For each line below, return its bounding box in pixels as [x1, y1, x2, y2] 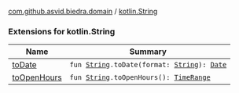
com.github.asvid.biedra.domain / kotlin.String [8, 7, 158, 16]
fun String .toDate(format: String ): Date [69, 60, 227, 70]
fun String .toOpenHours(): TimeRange [69, 73, 211, 82]
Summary [129, 46, 167, 57]
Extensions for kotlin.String [8, 26, 116, 37]
